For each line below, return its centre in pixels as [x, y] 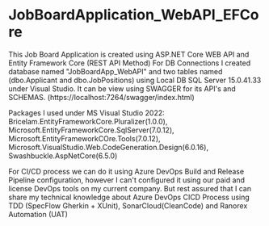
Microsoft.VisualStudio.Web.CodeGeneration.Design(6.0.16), [108, 147]
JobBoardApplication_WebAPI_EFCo [134, 15]
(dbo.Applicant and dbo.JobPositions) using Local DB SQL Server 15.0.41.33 [135, 80]
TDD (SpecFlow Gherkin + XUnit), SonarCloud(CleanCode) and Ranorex [128, 205]
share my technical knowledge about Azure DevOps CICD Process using [129, 197]
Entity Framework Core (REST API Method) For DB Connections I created [130, 63]
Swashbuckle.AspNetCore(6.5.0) [63, 156]
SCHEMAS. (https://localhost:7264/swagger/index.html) [102, 97]
